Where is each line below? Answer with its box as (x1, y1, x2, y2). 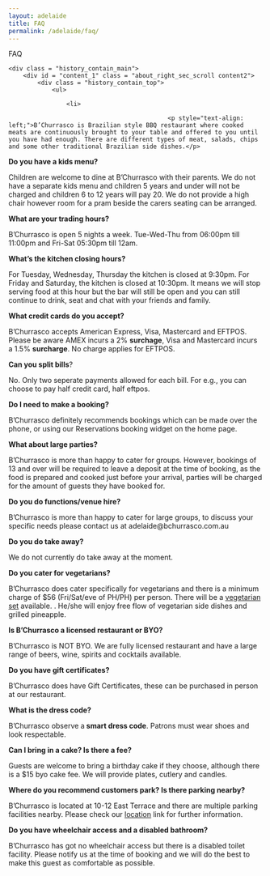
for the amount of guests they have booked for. (8, 481, 166, 491)
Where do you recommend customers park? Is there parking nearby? (8, 785, 246, 795)
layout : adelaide (8, 11, 67, 20)
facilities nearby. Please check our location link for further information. (8, 810, 243, 819)
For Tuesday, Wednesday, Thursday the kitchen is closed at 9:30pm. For (8, 270, 250, 279)
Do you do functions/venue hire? (8, 497, 121, 507)
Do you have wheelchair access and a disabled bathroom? (8, 825, 209, 835)
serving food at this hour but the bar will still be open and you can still (8, 287, 241, 296)
